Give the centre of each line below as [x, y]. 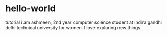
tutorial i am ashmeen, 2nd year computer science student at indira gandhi [84, 22]
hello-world [31, 9]
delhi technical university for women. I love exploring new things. [74, 27]
